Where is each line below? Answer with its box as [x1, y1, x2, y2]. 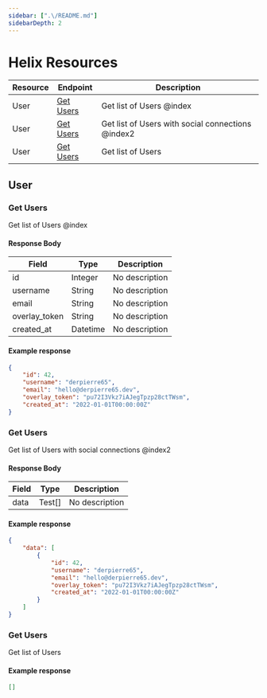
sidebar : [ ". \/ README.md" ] [8, 11, 98, 20]
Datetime [71, 324, 106, 335]
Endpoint [57, 82, 93, 93]
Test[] [38, 497, 62, 508]
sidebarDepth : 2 [8, 19, 62, 27]
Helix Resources [8, 53, 118, 72]
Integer [71, 272, 99, 283]
